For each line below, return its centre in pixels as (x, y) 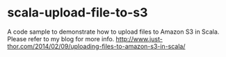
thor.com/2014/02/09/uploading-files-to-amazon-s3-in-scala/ (96, 46)
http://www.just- (139, 38)
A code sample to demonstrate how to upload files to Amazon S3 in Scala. (113, 32)
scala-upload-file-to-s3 (78, 13)
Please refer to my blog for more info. (61, 38)
